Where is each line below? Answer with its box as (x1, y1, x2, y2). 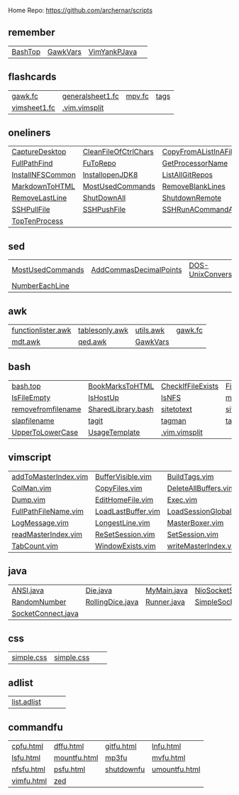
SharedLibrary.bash (88, 404, 155, 414)
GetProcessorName (162, 158, 228, 168)
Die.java (85, 585, 113, 595)
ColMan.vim (11, 483, 52, 493)
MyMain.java (145, 585, 189, 595)
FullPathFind (11, 158, 53, 168)
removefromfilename (11, 404, 82, 414)
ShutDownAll (82, 193, 126, 203)
